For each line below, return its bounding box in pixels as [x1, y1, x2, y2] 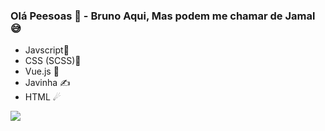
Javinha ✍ [24, 77, 71, 89]
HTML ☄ [24, 91, 62, 103]
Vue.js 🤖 [24, 65, 60, 78]
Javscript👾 [24, 44, 70, 56]
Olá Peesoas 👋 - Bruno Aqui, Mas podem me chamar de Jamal [10, 9, 316, 23]
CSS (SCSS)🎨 [24, 55, 82, 67]
